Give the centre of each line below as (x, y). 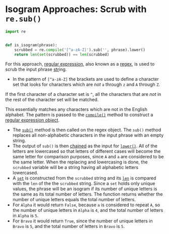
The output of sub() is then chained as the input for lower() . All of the (85, 146)
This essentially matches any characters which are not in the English (76, 109)
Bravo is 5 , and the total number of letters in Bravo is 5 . (69, 226)
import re (16, 31)
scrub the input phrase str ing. (36, 70)
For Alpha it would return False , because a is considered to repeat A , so (86, 205)
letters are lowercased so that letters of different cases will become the (87, 151)
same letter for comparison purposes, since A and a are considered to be (88, 157)
